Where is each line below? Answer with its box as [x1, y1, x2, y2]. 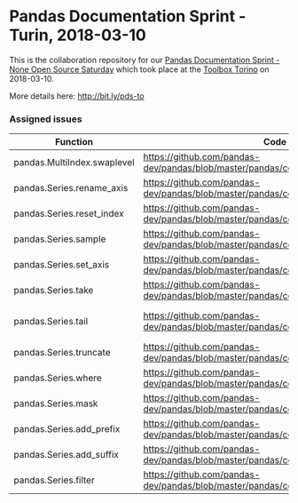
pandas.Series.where [13, 371, 102, 384]
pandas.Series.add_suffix [13, 449, 120, 461]
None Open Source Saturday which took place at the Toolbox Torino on [9, 64, 270, 75]
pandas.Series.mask [13, 397, 98, 410]
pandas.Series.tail [13, 315, 89, 328]
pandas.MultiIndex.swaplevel [13, 156, 135, 169]
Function [54, 136, 93, 148]
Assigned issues [9, 113, 82, 125]
